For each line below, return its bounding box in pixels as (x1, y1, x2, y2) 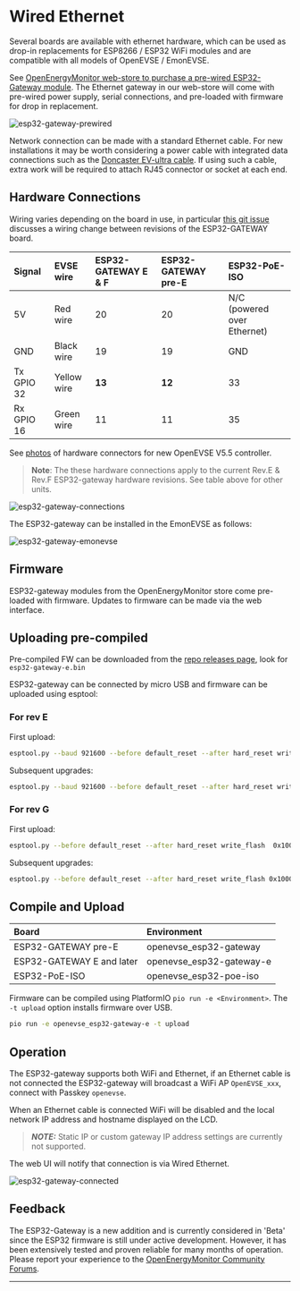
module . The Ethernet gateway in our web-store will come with (43, 81, 275, 92)
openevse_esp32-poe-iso (146, 970, 259, 982)
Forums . (9, 1263, 40, 1274)
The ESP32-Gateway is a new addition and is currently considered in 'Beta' (9, 1225, 286, 1236)
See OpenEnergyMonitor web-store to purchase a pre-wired (9, 72, 231, 82)
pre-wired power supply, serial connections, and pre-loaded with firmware (9, 91, 284, 102)
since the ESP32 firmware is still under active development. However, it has (9, 1235, 287, 1245)
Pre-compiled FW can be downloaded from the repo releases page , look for (9, 654, 288, 665)
